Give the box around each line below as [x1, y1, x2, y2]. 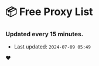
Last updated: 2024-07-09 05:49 [13, 43, 91, 50]
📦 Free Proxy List [5, 5, 93, 19]
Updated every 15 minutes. [5, 30, 84, 39]
